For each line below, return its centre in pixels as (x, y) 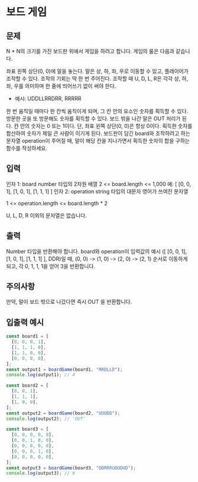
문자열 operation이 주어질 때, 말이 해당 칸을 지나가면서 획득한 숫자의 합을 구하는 (98, 141)
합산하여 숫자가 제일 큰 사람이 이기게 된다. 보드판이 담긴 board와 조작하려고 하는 (98, 133)
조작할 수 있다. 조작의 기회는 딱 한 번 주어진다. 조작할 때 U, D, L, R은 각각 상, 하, (97, 78)
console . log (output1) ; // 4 (41, 375)
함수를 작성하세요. (27, 148)
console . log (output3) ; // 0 (41, 473)
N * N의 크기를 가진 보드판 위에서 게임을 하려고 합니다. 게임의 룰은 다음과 (90, 51)
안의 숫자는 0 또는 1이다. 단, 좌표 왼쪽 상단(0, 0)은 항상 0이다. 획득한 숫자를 (106, 126)
